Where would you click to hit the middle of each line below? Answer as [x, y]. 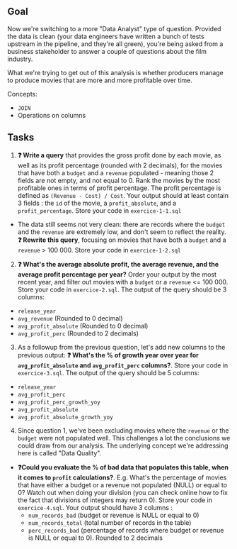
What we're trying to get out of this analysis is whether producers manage [116, 72]
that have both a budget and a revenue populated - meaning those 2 [116, 172]
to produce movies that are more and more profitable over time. [100, 80]
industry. [20, 59]
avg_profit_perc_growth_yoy [59, 402]
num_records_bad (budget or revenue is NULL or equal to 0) [114, 515]
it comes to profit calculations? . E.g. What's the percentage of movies [122, 477]
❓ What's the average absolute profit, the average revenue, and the [118, 264]
